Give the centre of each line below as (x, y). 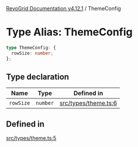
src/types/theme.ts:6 (88, 103)
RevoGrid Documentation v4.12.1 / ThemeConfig (63, 8)
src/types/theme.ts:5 (31, 138)
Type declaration (37, 76)
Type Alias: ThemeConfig (69, 32)
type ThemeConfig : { (31, 47)
